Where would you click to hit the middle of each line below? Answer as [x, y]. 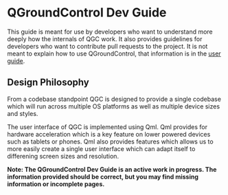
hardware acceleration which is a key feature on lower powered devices [109, 134]
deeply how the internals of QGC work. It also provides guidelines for [105, 38]
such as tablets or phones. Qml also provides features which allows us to [111, 141]
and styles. [23, 113]
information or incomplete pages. [56, 184]
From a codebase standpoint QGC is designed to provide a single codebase [114, 99]
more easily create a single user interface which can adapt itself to [101, 148]
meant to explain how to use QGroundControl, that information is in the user [114, 54]
